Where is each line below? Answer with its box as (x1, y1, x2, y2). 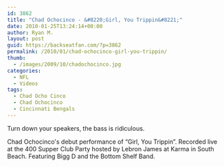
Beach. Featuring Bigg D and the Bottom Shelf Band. (7, 152, 156, 160)
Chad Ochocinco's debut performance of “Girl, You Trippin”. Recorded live (7, 138, 218, 146)
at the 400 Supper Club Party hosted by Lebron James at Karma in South (7, 144, 214, 153)
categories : (7, 67, 41, 74)
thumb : (7, 55, 26, 62)
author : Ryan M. (7, 29, 54, 36)
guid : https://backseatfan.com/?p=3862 (7, 42, 122, 49)
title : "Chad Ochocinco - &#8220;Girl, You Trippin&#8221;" (7, 16, 183, 23)
